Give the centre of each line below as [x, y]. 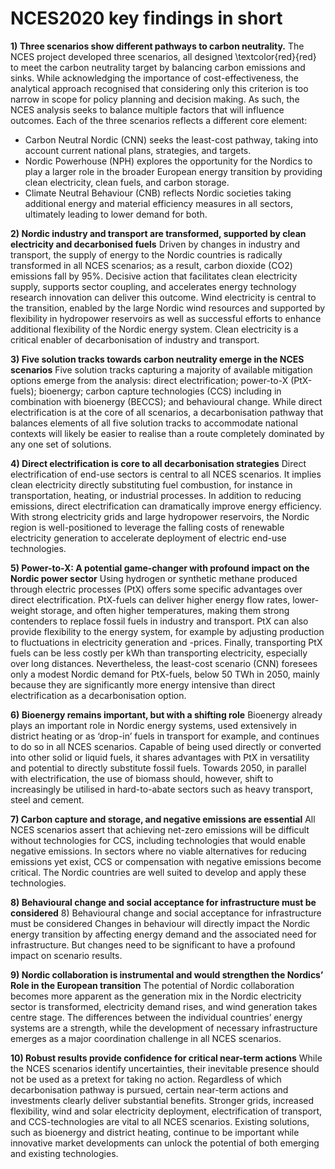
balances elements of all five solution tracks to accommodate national [154, 423]
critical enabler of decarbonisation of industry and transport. [135, 339]
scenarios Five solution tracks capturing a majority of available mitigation [161, 369]
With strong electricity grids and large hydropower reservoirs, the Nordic [160, 516]
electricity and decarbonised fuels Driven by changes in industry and [155, 244]
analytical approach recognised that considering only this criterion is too [159, 88]
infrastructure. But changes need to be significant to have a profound [153, 944]
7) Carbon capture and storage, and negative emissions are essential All [163, 819]
